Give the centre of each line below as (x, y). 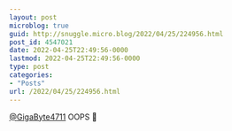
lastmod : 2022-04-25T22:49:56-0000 (75, 58)
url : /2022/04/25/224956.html (65, 91)
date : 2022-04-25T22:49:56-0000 (69, 50)
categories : (31, 75)
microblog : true (39, 26)
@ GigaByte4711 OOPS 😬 (53, 117)
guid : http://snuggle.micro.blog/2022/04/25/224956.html (116, 34)
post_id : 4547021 (41, 42)
